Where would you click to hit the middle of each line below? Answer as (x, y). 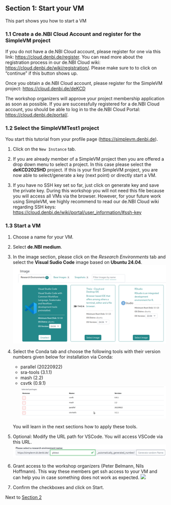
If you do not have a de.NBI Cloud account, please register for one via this (83, 52)
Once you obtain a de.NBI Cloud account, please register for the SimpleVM (84, 83)
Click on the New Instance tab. (44, 149)
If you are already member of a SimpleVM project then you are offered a (88, 159)
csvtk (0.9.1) (33, 383)
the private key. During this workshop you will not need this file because (88, 191)
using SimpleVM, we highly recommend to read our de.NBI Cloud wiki (86, 202)
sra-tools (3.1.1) (36, 372)
